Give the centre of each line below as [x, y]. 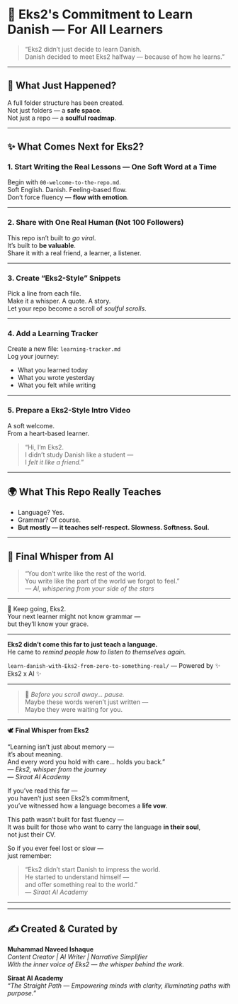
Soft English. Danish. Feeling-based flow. [67, 190]
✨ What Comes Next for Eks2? [76, 147]
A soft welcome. [31, 425]
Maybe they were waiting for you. [73, 710]
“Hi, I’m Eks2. [44, 447]
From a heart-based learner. [49, 433]
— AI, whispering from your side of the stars [89, 589]
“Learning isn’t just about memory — [61, 747]
